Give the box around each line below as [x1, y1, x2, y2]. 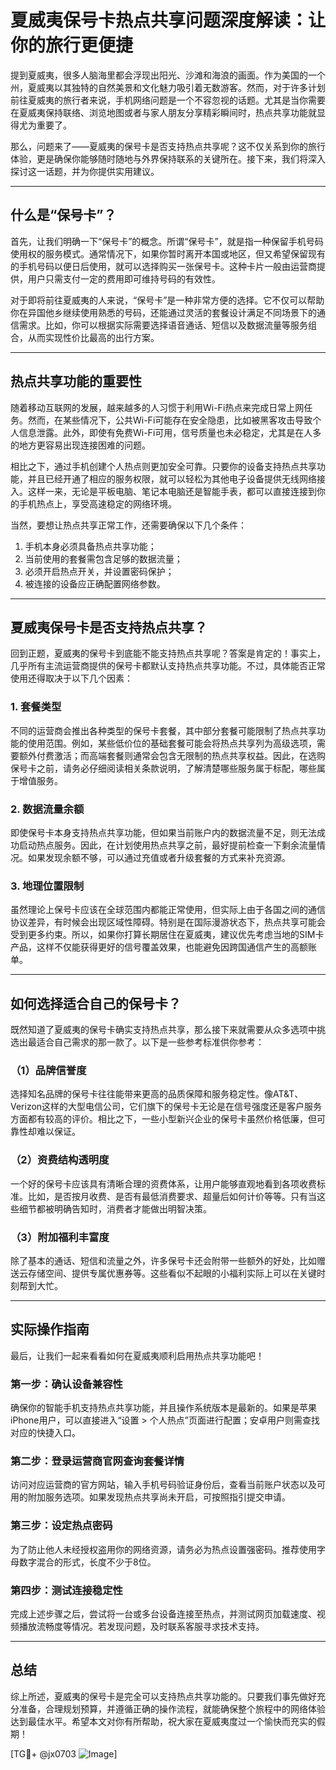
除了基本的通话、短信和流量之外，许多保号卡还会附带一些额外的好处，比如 [10, 1254, 317, 1266]
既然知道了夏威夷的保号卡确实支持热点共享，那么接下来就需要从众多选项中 [10, 1024, 317, 1036]
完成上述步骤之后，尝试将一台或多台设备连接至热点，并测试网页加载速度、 [10, 1607, 317, 1620]
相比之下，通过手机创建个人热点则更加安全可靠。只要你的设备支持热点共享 [10, 460, 317, 472]
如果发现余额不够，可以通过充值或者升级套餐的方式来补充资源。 [27, 851, 291, 863]
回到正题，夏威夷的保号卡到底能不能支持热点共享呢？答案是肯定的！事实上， [10, 647, 326, 660]
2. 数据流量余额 [10, 802, 85, 816]
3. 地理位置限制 [10, 879, 85, 893]
